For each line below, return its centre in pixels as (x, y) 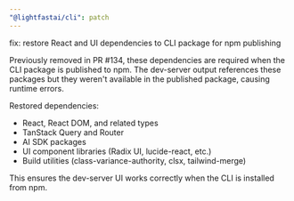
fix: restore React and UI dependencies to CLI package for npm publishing (145, 43)
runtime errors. (37, 88)
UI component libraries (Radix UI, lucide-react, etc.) (117, 151)
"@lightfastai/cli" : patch (59, 17)
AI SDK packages (54, 141)
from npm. (28, 187)
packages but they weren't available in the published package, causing (139, 79)
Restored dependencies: (54, 105)
